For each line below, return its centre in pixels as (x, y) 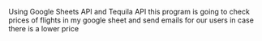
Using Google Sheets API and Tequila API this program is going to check (129, 12)
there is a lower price (44, 29)
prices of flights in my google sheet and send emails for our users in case (131, 20)
